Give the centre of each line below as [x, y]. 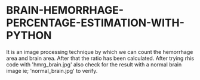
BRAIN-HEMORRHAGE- [65, 10]
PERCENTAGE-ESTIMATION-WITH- [96, 23]
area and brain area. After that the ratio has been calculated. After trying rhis [100, 58]
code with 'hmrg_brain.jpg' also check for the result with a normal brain [94, 64]
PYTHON [29, 36]
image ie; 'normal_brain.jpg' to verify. [52, 71]
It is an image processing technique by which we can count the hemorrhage [100, 52]
